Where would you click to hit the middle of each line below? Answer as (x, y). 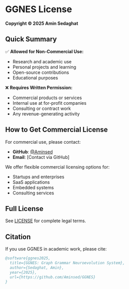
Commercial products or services (47, 98)
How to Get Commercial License (57, 130)
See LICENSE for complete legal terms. (46, 221)
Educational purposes (35, 77)
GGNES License (39, 9)
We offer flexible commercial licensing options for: (57, 167)
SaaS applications (31, 182)
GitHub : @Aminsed (33, 152)
